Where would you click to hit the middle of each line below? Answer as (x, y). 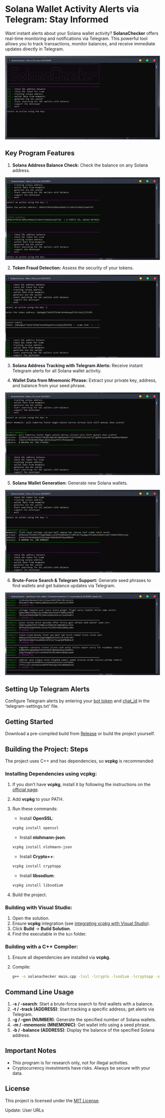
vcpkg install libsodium (38, 885)
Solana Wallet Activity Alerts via (72, 9)
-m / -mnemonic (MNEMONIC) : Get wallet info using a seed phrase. (81, 1025)
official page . (26, 790)
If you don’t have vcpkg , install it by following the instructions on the (81, 785)
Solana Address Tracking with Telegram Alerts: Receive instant (78, 365)
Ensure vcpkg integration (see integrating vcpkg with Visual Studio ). (81, 924)
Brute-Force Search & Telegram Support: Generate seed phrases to (82, 580)
